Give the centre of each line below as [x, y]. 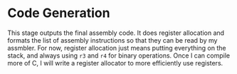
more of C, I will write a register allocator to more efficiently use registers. [115, 63]
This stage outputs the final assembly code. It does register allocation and [116, 33]
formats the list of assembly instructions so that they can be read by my [112, 40]
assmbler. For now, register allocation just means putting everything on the [117, 48]
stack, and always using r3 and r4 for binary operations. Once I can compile [118, 55]
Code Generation [59, 13]
